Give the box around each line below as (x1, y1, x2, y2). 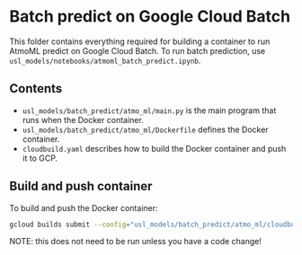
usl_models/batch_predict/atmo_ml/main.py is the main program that (22, 105, 277, 116)
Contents (9, 81, 63, 96)
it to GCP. (22, 153, 58, 163)
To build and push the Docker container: (9, 202, 159, 213)
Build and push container (9, 179, 153, 194)
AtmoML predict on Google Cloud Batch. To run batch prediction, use (9, 45, 266, 56)
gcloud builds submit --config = (9, 220, 130, 229)
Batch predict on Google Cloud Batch (9, 6, 290, 27)
